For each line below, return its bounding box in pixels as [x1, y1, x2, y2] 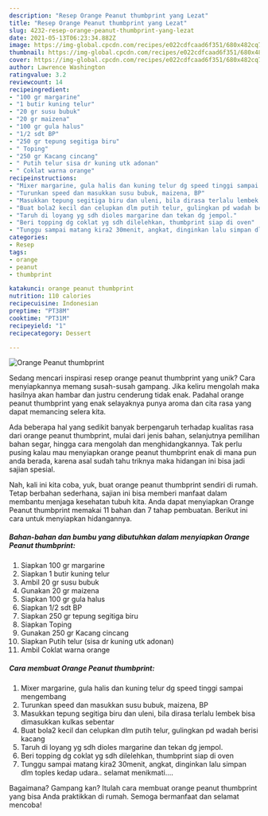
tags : [9, 248, 27, 256]
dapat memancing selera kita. [9, 407, 107, 417]
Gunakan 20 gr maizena [20, 586, 99, 596]
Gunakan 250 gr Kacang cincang [20, 628, 130, 638]
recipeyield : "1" [9, 321, 67, 330]
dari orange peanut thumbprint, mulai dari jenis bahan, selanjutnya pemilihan [9, 431, 260, 441]
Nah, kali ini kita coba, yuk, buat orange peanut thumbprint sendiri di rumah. [9, 480, 258, 490]
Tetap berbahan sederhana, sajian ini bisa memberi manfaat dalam [9, 488, 227, 498]
